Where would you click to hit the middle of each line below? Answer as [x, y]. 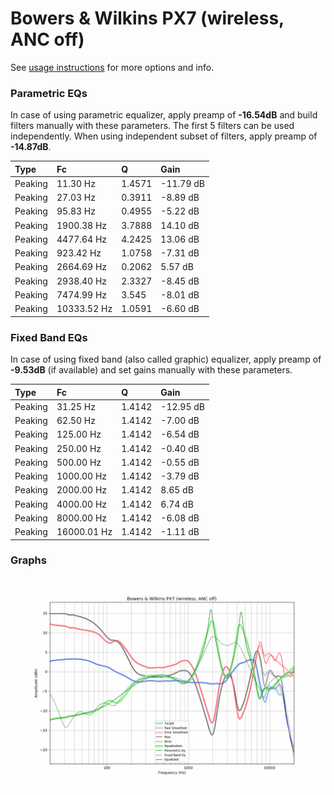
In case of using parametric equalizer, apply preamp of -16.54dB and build [164, 115]
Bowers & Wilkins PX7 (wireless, [147, 18]
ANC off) [47, 39]
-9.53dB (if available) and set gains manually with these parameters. [151, 370]
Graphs [28, 560]
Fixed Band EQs [49, 337]
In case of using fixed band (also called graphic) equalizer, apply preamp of [166, 359]
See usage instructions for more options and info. [112, 67]
